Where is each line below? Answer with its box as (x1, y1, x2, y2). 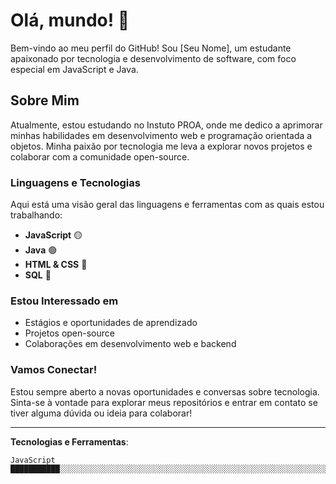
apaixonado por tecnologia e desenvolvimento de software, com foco (10, 52, 297, 64)
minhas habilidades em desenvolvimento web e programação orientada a (10, 129, 313, 141)
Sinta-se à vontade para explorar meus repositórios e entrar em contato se (10, 396, 318, 408)
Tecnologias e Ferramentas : (10, 435, 129, 448)
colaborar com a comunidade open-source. (10, 150, 190, 163)
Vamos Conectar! (10, 363, 98, 377)
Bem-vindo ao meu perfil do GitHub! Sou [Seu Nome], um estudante (10, 42, 292, 54)
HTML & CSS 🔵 (24, 259, 88, 271)
